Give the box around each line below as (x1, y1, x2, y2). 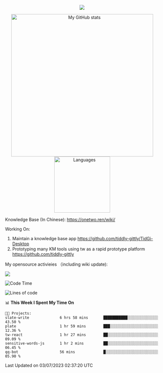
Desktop (12, 241, 29, 247)
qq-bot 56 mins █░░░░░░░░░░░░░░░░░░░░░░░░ (5, 349, 159, 354)
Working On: (5, 226, 30, 232)
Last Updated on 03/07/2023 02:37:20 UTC (5, 363, 93, 368)
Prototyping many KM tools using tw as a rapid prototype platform (12, 246, 145, 252)
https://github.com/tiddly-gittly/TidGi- (77, 236, 153, 241)
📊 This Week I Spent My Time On (5, 299, 74, 305)
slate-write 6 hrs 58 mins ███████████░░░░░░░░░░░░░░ (5, 315, 159, 320)
